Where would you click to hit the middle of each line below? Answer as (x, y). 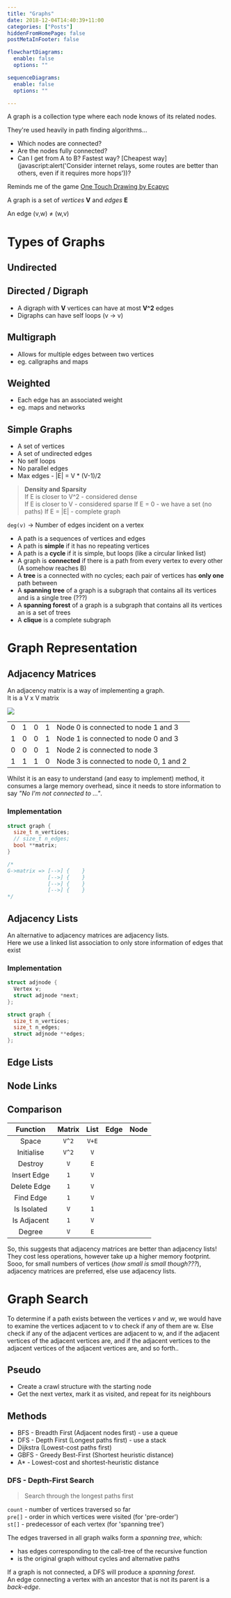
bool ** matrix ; (35, 845)
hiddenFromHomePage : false (46, 33)
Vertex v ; (27, 989)
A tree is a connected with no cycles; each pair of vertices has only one (120, 576)
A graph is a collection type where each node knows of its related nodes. (112, 116)
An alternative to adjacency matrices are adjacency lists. (88, 935)
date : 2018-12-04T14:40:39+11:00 (56, 20)
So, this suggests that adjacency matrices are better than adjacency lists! (112, 1249)
